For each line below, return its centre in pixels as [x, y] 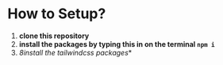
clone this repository [54, 36]
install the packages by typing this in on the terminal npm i [117, 44]
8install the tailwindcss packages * [75, 52]
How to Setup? [57, 14]
